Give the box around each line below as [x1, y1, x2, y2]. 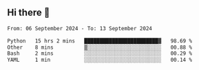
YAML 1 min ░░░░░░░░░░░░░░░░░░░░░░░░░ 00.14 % [7, 56, 193, 64]
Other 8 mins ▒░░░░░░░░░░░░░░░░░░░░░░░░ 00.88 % [7, 44, 193, 51]
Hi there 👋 [7, 7, 50, 19]
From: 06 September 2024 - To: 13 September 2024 [7, 25, 153, 32]
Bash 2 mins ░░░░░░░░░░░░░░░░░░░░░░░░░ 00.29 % [7, 50, 193, 57]
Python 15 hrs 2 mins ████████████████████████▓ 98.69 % [7, 37, 193, 45]
